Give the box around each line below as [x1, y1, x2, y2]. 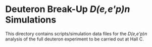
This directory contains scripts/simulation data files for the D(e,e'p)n [5, 30, 147, 36]
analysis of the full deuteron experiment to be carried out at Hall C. [5, 36, 144, 42]
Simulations [5, 14, 57, 25]
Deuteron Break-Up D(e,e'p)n [5, 3, 130, 15]
